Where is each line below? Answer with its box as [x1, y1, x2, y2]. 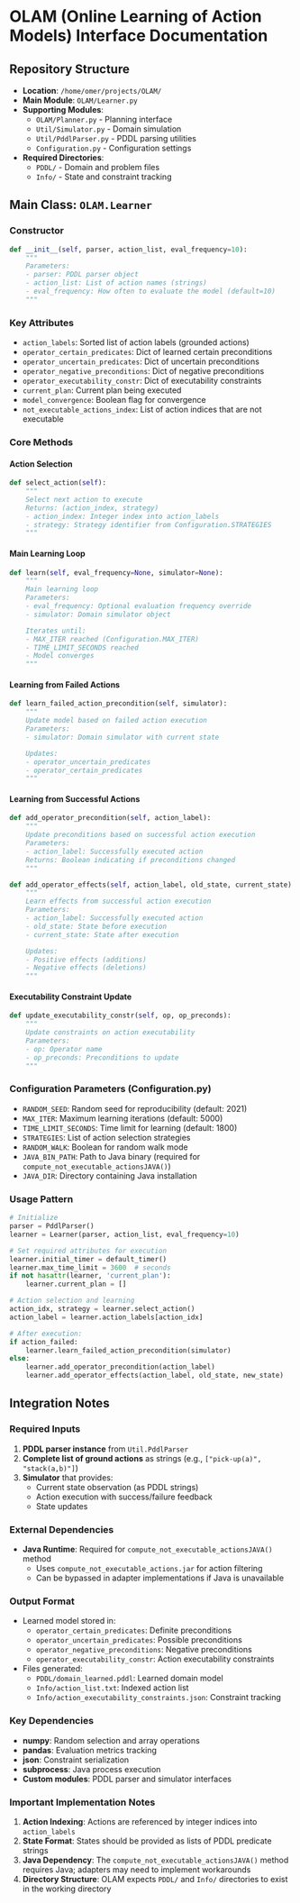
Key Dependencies [9, 1715, 95, 1727]
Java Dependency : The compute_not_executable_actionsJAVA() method [22, 1854, 289, 1865]
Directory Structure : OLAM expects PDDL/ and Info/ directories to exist [22, 1873, 288, 1884]
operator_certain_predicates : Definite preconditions [35, 1625, 232, 1636]
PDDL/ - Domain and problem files [35, 162, 160, 172]
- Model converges [25, 651, 95, 660]
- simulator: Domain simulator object [25, 610, 171, 619]
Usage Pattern [9, 1192, 74, 1205]
